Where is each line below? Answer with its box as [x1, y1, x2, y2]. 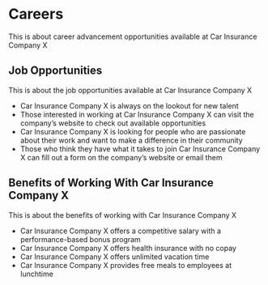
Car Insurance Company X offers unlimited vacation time [19, 252, 210, 262]
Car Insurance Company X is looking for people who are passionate [19, 126, 246, 136]
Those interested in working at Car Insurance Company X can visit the [19, 109, 254, 119]
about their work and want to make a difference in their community [19, 135, 243, 145]
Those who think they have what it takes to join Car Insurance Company [19, 143, 261, 154]
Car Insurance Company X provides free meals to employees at [19, 260, 232, 270]
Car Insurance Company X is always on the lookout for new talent [19, 100, 239, 110]
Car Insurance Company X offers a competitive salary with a [19, 226, 221, 236]
